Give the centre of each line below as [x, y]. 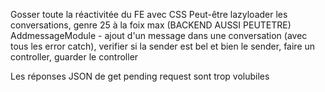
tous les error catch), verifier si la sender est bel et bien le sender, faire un [163, 46]
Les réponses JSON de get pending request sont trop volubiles [140, 76]
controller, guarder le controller [74, 57]
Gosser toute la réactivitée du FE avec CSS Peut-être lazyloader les [149, 14]
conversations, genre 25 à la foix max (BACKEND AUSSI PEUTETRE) [151, 25]
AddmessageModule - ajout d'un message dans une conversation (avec [159, 35]
